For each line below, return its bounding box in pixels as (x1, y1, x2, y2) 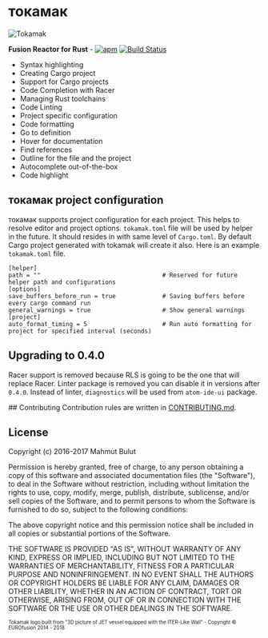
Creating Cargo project (19, 68, 96, 78)
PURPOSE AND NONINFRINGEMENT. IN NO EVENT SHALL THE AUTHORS (8, 570, 254, 580)
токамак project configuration (8, 193, 164, 207)
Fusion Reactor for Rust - (8, 44, 94, 54)
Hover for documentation (19, 136, 103, 146)
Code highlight (19, 170, 69, 180)
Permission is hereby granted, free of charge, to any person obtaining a (8, 462, 244, 472)
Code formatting (19, 119, 74, 129)
